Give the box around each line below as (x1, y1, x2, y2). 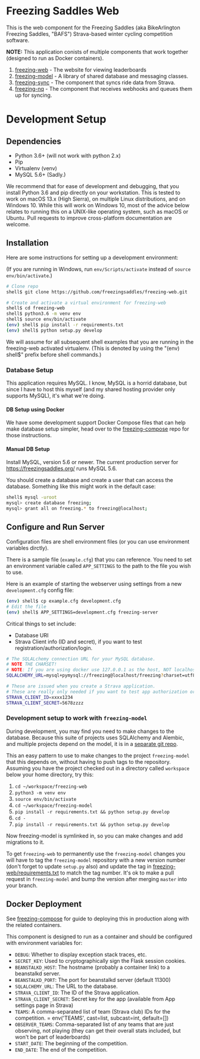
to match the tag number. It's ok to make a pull (60, 869, 174, 876)
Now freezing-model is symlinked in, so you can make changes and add (6, 832, 183, 839)
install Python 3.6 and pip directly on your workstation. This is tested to (6, 189, 180, 196)
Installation (6, 238, 49, 248)
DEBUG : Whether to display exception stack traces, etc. (14, 951, 147, 958)
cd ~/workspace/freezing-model (14, 802, 93, 809)
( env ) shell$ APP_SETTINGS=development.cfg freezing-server (6, 609, 159, 615)
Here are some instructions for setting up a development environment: (6, 254, 179, 261)
